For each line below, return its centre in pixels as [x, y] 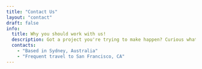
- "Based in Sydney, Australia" [57, 51]
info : [13, 28]
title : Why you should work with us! [59, 34]
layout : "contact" [29, 17]
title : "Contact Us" [32, 12]
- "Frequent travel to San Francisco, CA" [71, 56]
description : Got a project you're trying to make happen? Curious [98, 40]
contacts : [24, 46]
